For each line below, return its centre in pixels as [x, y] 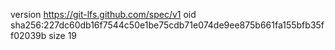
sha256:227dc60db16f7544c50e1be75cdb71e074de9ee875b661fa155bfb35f [167, 25]
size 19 [63, 35]
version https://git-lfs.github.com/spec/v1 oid [103, 14]
